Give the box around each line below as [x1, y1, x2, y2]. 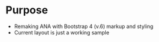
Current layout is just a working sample [14, 29, 110, 36]
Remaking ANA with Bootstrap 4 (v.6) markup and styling [14, 23, 154, 30]
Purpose [5, 3, 48, 17]
